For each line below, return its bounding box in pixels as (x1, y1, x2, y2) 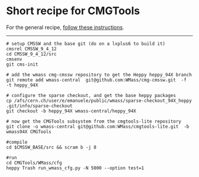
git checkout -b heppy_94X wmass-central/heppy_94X (6, 108, 136, 114)
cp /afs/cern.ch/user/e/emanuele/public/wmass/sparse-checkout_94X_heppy (6, 98, 192, 104)
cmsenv (6, 56, 23, 62)
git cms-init (6, 61, 38, 67)
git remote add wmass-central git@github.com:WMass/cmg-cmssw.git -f (6, 77, 187, 83)
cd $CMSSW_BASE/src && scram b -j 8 (6, 144, 97, 150)
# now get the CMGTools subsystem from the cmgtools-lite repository (6, 118, 182, 124)
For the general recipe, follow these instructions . (6, 24, 124, 31)
